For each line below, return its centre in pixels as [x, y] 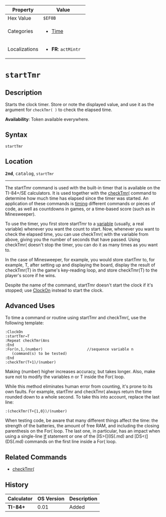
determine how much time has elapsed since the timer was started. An [77, 198]
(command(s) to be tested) [40, 354]
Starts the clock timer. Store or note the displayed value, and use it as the [80, 104]
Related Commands [36, 457]
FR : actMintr [66, 49]
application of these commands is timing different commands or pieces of [80, 203]
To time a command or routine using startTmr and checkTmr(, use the [76, 318]
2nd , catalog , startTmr [30, 173]
